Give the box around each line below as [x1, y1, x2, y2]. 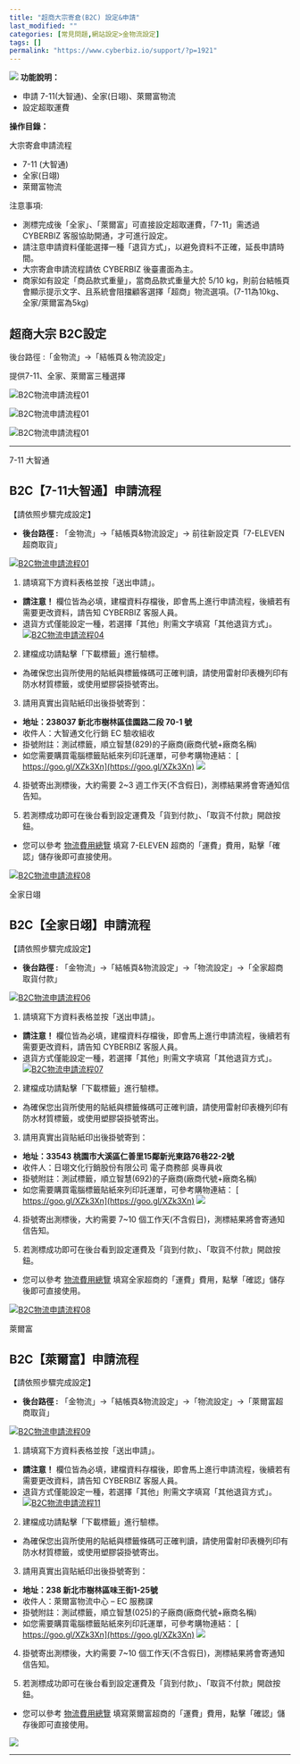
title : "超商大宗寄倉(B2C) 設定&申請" [9, 13, 140, 22]
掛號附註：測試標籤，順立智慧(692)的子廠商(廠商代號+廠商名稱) [21, 1173, 257, 1183]
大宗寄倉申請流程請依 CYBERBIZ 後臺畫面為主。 [21, 264, 198, 275]
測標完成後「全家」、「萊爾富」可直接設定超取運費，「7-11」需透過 [21, 220, 261, 230]
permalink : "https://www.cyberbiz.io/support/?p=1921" [9, 46, 218, 55]
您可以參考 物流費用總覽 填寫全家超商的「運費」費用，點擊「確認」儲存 [21, 1274, 286, 1284]
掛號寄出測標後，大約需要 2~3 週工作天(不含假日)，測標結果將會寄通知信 [21, 779, 290, 790]
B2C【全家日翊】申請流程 [9, 917, 151, 933]
